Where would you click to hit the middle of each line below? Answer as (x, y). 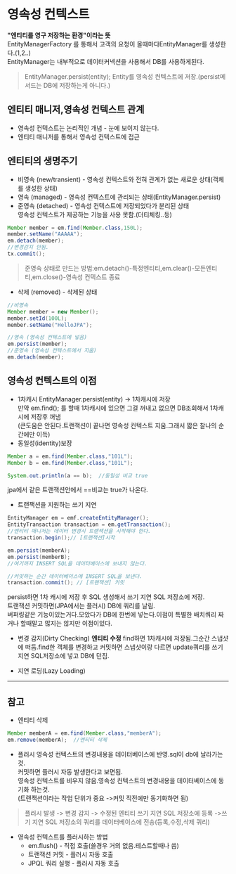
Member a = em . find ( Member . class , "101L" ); (70, 456)
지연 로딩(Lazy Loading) (51, 671)
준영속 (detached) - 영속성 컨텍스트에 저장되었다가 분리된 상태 (103, 205)
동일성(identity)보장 (45, 443)
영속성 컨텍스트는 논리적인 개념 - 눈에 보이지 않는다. (88, 128)
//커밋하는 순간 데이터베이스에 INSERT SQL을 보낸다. (75, 576)
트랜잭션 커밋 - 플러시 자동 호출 (71, 854)
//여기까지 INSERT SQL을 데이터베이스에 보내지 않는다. (77, 563)
